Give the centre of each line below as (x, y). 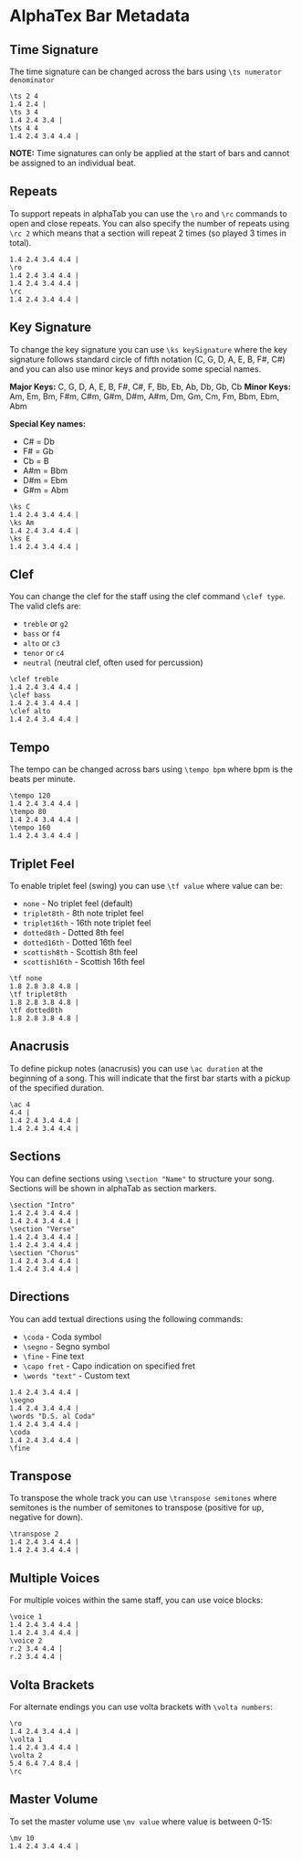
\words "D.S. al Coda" (52, 1416)
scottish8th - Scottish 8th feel (80, 952)
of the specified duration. (57, 1087)
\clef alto (30, 712)
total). (21, 242)
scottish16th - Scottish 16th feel (84, 962)
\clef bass (30, 695)
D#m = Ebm (45, 480)
